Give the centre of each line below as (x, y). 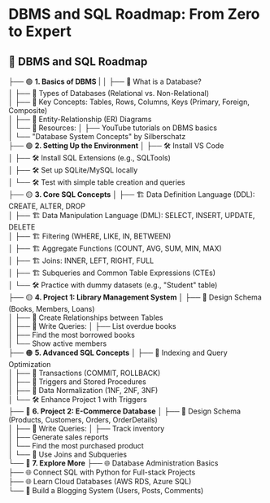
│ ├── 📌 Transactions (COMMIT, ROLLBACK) (85, 373)
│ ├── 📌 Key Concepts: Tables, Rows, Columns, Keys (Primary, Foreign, (129, 102)
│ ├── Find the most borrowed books (72, 335)
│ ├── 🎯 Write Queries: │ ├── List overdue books (92, 326)
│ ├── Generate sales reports (59, 437)
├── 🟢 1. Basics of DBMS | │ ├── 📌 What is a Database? (105, 81)
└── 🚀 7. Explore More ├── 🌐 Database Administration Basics (113, 463)
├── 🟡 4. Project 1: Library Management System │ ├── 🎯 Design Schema (135, 297)
